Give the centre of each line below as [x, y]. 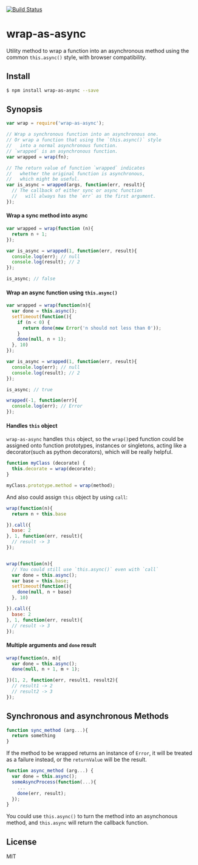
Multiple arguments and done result [51, 645]
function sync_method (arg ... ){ [47, 730]
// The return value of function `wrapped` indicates [76, 168]
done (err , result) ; [42, 793]
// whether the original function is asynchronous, [76, 173]
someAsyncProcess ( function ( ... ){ [54, 782]
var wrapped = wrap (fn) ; [38, 157]
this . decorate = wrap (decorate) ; [54, 469]
